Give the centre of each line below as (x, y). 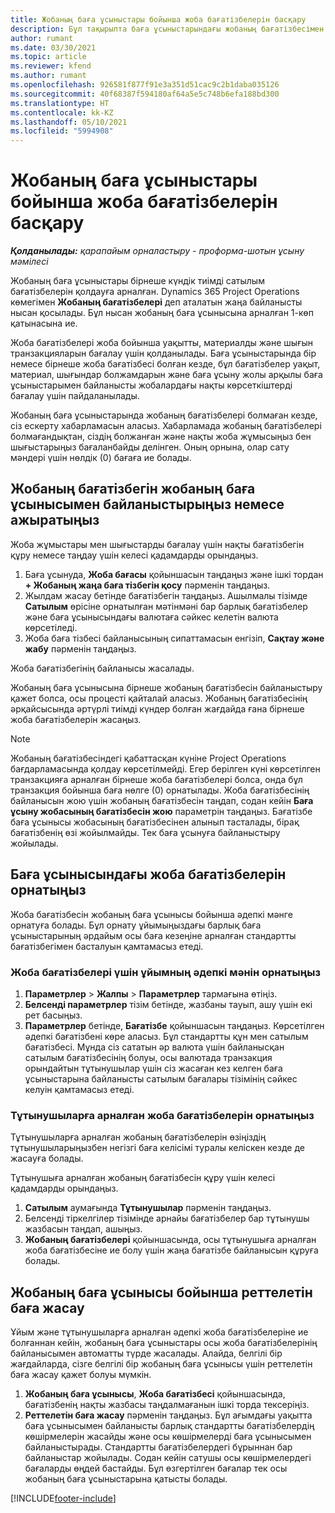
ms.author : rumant (48, 76)
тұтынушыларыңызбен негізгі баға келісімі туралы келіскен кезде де (157, 1148)
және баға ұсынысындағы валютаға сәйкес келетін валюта (151, 617)
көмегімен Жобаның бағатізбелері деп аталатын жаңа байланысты (156, 302)
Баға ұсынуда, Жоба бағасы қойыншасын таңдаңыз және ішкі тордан (174, 574)
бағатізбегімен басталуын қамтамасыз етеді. (107, 946)
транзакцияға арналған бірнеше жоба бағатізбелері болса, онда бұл (156, 779)
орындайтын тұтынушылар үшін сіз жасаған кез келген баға (153, 1068)
